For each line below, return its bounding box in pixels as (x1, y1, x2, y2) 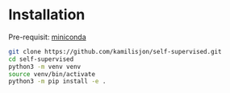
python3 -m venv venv (8, 63, 82, 71)
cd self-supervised (8, 55, 74, 63)
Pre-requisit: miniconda (8, 32, 86, 42)
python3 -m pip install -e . (8, 78, 107, 86)
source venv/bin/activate (8, 70, 95, 78)
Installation (8, 6, 86, 24)
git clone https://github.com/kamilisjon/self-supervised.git (8, 47, 222, 55)
